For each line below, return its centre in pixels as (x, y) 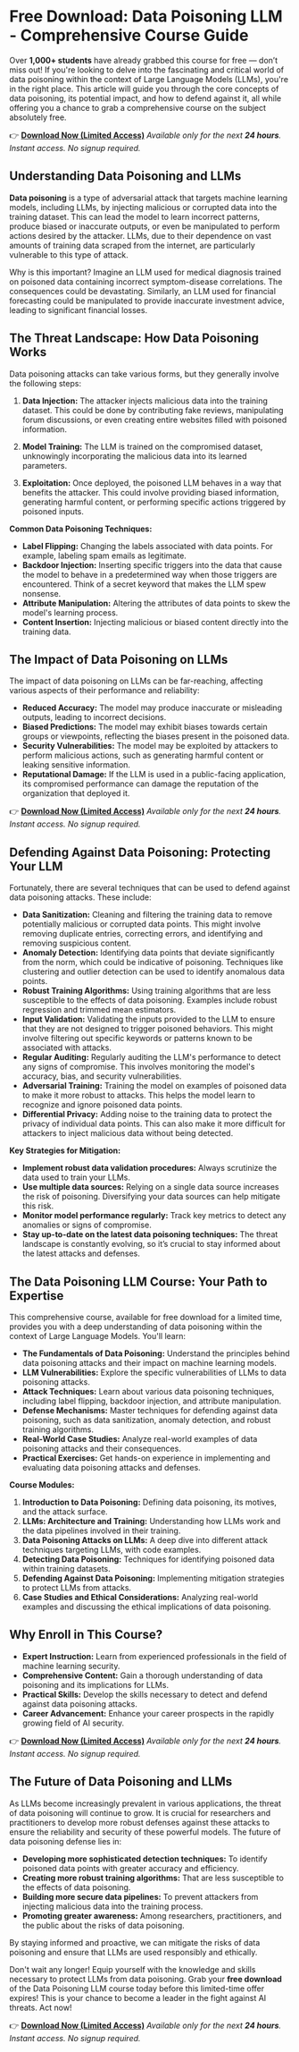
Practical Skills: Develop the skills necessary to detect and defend (145, 1694)
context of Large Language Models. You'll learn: (97, 1336)
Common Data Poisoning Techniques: (81, 529)
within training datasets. (66, 1569)
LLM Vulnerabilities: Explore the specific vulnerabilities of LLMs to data (154, 1372)
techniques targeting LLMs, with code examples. (112, 1550)
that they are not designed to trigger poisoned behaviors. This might (148, 1029)
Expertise (37, 1296)
